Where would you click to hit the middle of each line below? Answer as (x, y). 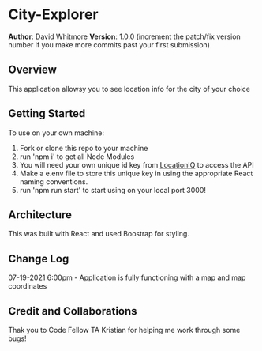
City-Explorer (53, 15)
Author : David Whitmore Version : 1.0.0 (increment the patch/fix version (124, 36)
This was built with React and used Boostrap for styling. (99, 234)
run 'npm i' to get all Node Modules (77, 157)
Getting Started (47, 113)
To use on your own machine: (56, 133)
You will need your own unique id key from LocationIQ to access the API (137, 164)
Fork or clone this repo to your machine (84, 148)
